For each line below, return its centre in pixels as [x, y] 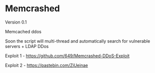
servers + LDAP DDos [27, 46]
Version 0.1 [16, 22]
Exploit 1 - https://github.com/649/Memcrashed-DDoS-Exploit [68, 56]
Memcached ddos [23, 31]
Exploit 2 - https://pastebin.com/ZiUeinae [47, 65]
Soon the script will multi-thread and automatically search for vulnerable [77, 41]
